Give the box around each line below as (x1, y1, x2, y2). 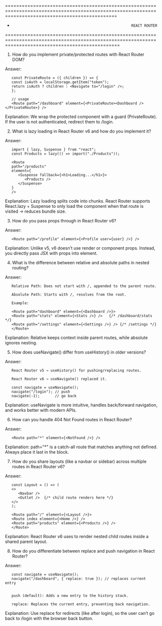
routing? (12, 265, 29, 271)
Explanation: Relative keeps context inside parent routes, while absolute (5, 335, 148, 340)
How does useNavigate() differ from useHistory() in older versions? (12, 349, 146, 355)
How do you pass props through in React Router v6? (12, 218, 117, 223)
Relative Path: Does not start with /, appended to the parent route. (11, 284, 157, 288)
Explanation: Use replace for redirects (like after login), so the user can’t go (5, 610, 155, 616)
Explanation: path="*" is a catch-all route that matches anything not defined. (5, 444, 158, 450)
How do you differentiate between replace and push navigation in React (12, 548, 155, 554)
